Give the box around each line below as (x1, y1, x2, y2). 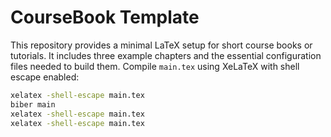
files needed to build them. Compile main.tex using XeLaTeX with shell (10, 60, 300, 72)
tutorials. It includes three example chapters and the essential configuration (10, 49, 322, 61)
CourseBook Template (10, 6, 200, 29)
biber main (10, 99, 56, 110)
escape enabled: (10, 71, 80, 83)
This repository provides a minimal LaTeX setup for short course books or (10, 39, 313, 51)
